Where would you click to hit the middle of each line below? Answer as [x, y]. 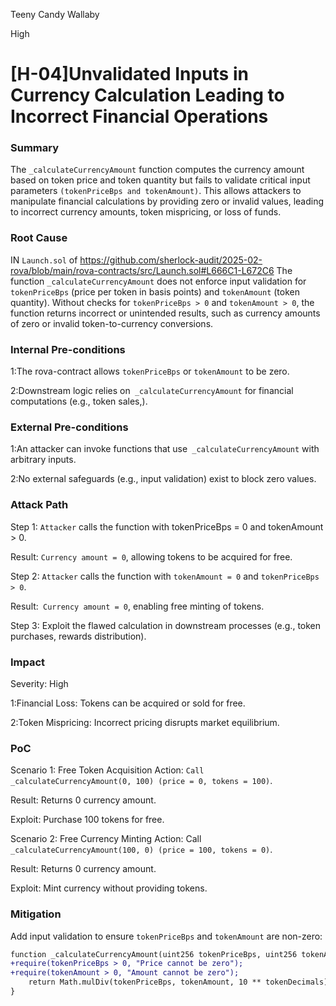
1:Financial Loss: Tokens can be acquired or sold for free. [128, 703]
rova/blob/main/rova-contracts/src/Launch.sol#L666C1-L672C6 [142, 270]
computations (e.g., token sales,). [79, 401]
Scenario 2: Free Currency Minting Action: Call [106, 839]
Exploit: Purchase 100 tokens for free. [87, 820]
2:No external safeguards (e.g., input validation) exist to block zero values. [163, 479]
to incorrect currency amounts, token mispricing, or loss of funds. [146, 212]
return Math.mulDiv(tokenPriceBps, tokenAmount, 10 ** [145, 982]
